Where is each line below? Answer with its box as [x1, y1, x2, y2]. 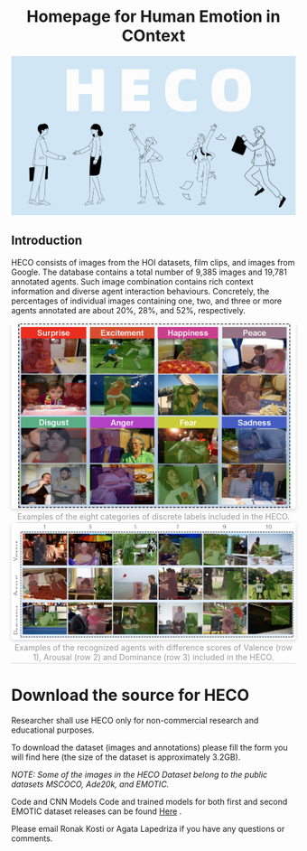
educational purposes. [11, 725, 95, 735]
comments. [11, 833, 53, 844]
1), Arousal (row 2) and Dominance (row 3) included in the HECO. [33, 652, 274, 663]
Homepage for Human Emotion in [26, 6, 281, 27]
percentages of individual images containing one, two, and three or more [11, 295, 283, 306]
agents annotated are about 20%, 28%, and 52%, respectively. [11, 304, 246, 315]
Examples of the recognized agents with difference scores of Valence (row [14, 642, 293, 653]
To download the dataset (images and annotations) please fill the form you [11, 743, 288, 753]
